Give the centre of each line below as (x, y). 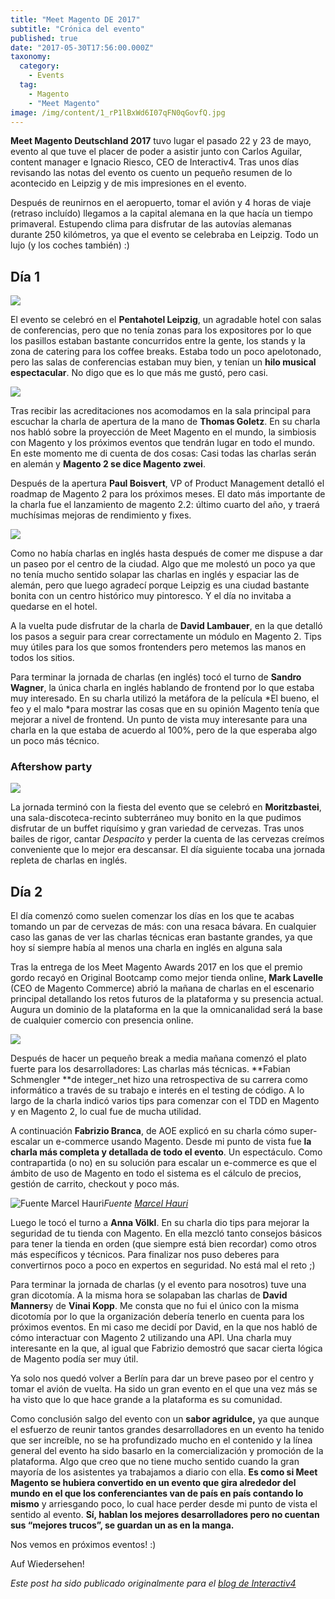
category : (39, 66)
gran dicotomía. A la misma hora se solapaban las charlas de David (149, 1295)
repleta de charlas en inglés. (69, 860)
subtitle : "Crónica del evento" (77, 29)
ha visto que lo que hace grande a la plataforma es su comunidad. (146, 1400)
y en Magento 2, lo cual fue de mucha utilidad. (106, 1112)
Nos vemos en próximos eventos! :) (83, 1545)
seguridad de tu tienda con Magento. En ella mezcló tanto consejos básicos (166, 1233)
